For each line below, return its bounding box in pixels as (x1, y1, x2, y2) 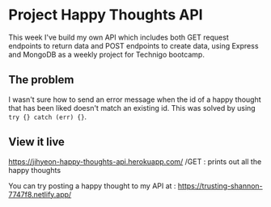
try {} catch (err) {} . (8, 112, 87, 121)
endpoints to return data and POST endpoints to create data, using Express (8, 40, 259, 50)
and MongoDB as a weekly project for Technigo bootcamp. (8, 49, 205, 59)
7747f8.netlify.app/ (8, 189, 72, 199)
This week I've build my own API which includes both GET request (8, 32, 229, 42)
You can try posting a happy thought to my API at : (8, 180, 176, 191)
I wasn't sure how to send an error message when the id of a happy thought (8, 95, 261, 104)
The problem (8, 73, 74, 87)
